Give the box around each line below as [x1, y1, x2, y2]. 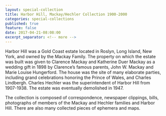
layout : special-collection [5, 7, 63, 12]
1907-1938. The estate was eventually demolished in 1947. [5, 85, 124, 91]
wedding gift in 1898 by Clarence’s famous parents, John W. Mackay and [5, 64, 154, 70]
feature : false [5, 26, 37, 31]
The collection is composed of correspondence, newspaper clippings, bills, [5, 94, 159, 100]
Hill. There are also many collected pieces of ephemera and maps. [5, 105, 141, 111]
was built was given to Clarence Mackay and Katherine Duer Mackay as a [5, 59, 155, 65]
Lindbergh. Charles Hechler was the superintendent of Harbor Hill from [5, 79, 150, 85]
